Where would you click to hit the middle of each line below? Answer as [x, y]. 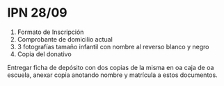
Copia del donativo [44, 54]
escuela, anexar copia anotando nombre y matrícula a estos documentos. [112, 75]
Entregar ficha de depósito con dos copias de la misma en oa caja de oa [111, 67]
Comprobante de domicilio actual [65, 39]
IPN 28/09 [37, 13]
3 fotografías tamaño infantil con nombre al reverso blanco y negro [113, 46]
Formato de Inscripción [50, 32]
